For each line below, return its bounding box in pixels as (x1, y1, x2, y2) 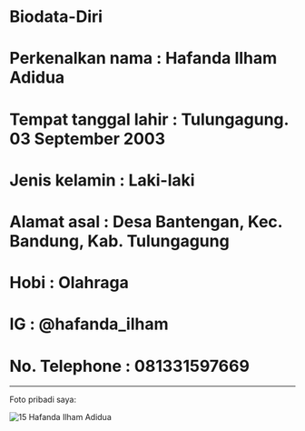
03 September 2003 (9, 128, 166, 149)
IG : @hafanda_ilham (9, 314, 169, 335)
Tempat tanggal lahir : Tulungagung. (9, 109, 289, 129)
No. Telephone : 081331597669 (9, 356, 250, 376)
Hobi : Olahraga (9, 273, 130, 293)
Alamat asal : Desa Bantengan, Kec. (9, 211, 283, 232)
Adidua (9, 67, 65, 88)
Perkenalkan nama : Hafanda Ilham (9, 48, 278, 69)
